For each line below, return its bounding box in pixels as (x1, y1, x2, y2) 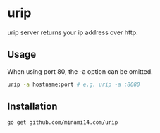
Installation (7, 101, 58, 113)
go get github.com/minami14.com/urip (7, 119, 118, 126)
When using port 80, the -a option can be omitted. (7, 67, 153, 75)
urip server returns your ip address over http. (7, 28, 139, 37)
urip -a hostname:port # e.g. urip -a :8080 (7, 81, 140, 88)
